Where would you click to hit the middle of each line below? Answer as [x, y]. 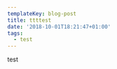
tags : [15, 33]
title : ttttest [29, 20]
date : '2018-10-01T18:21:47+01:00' [59, 26]
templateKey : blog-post [42, 14]
